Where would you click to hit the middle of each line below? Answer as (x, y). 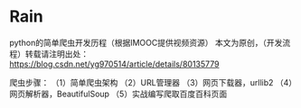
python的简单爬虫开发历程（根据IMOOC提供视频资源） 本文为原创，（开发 (146, 42)
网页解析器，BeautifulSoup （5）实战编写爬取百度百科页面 (118, 94)
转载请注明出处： (56, 54)
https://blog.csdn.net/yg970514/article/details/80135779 (114, 64)
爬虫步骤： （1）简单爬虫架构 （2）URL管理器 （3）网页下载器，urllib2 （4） (151, 82)
